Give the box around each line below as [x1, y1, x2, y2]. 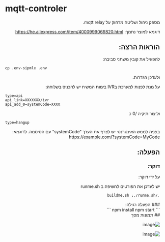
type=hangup [5, 120, 29, 125]
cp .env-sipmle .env [5, 65, 48, 70]
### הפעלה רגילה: [125, 202, 160, 208]
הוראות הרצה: [118, 43, 160, 52]
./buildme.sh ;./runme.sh [107, 193, 160, 198]
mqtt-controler [5, 3, 67, 14]
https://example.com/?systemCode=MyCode [68, 134, 160, 140]
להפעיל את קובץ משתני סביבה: [103, 56, 160, 62]
